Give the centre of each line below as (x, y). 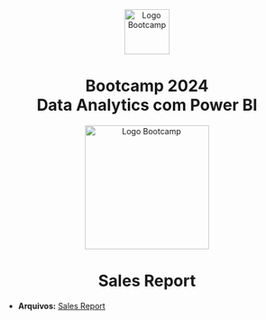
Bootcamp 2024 (147, 86)
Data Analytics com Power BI (147, 105)
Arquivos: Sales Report (61, 306)
